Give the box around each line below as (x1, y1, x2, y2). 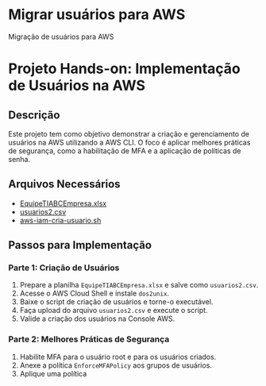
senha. (8, 154, 30, 164)
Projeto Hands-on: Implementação (8, 60, 241, 78)
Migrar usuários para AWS (8, 6, 186, 24)
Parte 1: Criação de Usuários (8, 262, 120, 273)
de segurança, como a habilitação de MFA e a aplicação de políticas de (8, 145, 241, 156)
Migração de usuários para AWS (8, 32, 114, 41)
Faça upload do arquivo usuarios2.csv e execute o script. (19, 306, 208, 315)
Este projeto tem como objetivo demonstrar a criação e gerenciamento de (8, 129, 250, 138)
